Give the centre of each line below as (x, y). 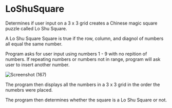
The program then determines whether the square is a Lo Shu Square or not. (86, 100)
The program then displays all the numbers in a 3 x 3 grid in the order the (83, 84)
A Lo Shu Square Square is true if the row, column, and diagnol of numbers (84, 38)
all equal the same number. (34, 44)
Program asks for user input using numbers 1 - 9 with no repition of (76, 54)
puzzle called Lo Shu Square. (36, 28)
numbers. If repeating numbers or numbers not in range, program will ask (83, 59)
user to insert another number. (37, 64)
